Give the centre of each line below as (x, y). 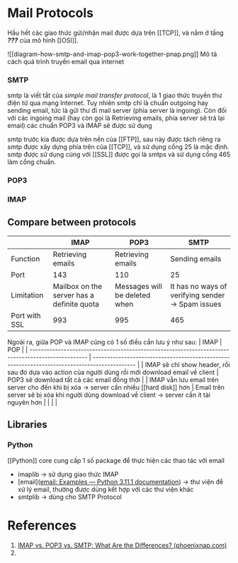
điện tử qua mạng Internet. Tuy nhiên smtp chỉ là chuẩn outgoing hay (108, 103)
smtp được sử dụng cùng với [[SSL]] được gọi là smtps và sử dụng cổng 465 (119, 155)
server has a (73, 295)
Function (25, 258)
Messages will (138, 286)
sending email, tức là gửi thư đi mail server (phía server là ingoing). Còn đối (117, 111)
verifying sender (198, 295)
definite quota (76, 304)
